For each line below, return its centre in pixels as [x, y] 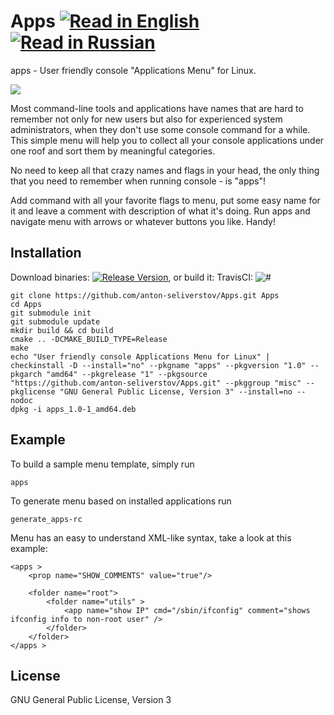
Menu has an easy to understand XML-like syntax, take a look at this [151, 537]
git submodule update [55, 321]
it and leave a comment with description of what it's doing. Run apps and [160, 211]
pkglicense [33, 391]
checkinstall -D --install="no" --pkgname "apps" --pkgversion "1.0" [158, 365]
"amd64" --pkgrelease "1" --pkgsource [127, 374]
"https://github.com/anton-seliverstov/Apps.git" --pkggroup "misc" [156, 383]
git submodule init [51, 313]
